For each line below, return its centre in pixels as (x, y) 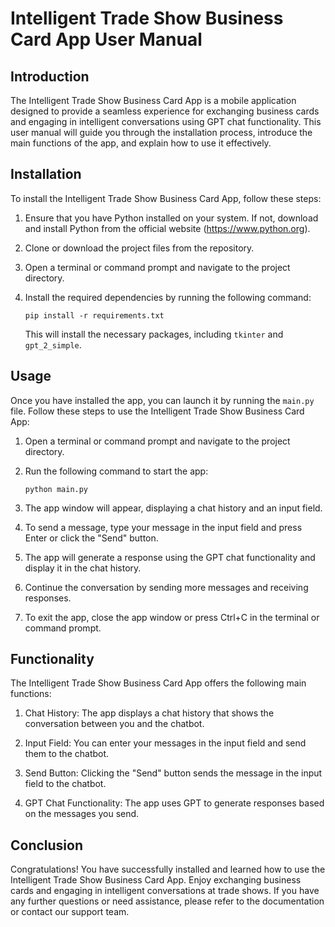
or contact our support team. (70, 912)
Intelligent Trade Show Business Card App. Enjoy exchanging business (156, 880)
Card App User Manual (106, 39)
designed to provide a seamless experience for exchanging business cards (165, 111)
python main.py (56, 489)
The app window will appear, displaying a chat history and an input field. (173, 508)
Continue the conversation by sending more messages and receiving (166, 587)
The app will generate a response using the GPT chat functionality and (170, 557)
